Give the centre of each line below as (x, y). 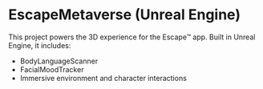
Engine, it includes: (40, 45)
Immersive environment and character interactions (103, 78)
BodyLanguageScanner (59, 61)
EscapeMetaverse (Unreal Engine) (124, 15)
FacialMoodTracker (52, 69)
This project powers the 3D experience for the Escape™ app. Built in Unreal (132, 37)
